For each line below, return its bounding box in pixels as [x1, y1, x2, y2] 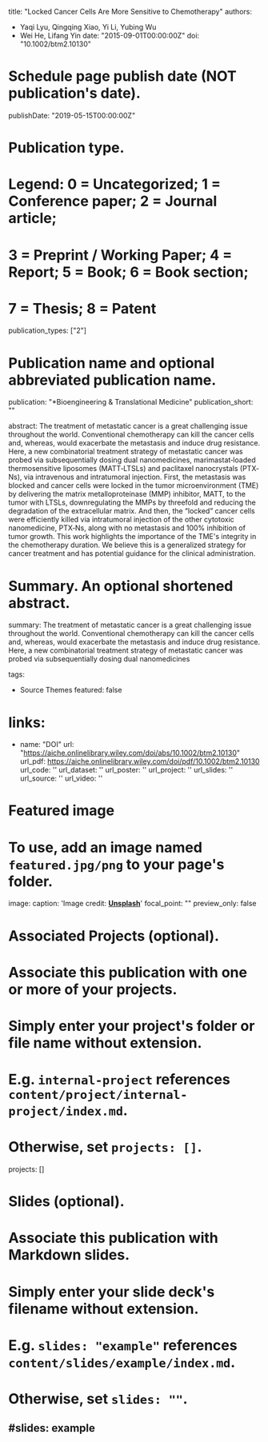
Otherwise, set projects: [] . [8, 1138, 202, 1156]
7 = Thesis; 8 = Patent [8, 299, 157, 318]
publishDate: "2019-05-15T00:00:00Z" [8, 110, 136, 120]
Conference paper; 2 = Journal [8, 192, 218, 210]
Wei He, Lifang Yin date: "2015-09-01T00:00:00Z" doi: [19, 31, 200, 40]
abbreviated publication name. [8, 371, 217, 389]
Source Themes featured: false [19, 685, 122, 695]
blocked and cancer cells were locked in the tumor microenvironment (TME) [8, 481, 259, 490]
